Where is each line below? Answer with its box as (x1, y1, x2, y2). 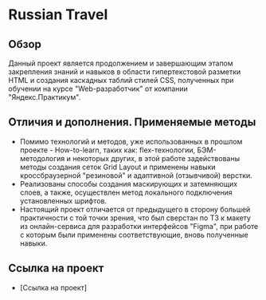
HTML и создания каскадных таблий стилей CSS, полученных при (8, 76, 234, 85)
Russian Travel (8, 6, 108, 24)
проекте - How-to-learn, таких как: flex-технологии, (19, 145, 196, 155)
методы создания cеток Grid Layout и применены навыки (19, 162, 217, 172)
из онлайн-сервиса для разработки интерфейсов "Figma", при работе (19, 221, 259, 231)
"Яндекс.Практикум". (8, 93, 81, 101)
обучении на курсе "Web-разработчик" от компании (8, 84, 189, 93)
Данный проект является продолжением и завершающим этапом (8, 58, 233, 68)
